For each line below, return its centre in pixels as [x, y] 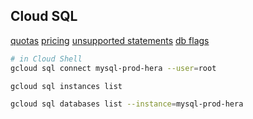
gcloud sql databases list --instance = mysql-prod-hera [127, 104]
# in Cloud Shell [46, 59]
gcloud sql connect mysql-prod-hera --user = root [113, 68]
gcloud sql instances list [66, 86]
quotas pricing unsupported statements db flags [110, 40]
